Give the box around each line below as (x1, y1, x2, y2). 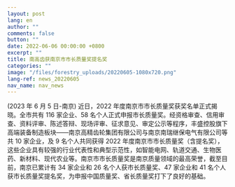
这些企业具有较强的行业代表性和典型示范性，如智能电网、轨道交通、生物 (7, 146, 215, 154)
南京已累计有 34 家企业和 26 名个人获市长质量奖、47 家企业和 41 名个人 (19, 163, 226, 172)
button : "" (7, 36, 39, 43)
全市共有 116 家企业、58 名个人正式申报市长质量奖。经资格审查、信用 (19, 111, 219, 119)
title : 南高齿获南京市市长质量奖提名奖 (7, 56, 108, 63)
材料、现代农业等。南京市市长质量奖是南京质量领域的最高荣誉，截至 (25, 155, 222, 163)
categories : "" (7, 62, 52, 69)
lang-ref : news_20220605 (7, 75, 80, 83)
